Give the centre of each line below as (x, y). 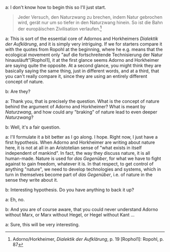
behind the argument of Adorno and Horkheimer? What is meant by (75, 106)
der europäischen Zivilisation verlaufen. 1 (60, 28)
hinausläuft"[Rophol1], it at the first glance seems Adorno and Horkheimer (82, 60)
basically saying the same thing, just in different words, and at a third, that (82, 71)
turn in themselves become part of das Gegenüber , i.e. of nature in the (79, 175)
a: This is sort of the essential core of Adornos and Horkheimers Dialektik (82, 38)
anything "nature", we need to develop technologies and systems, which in (83, 169)
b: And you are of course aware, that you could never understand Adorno (82, 209)
